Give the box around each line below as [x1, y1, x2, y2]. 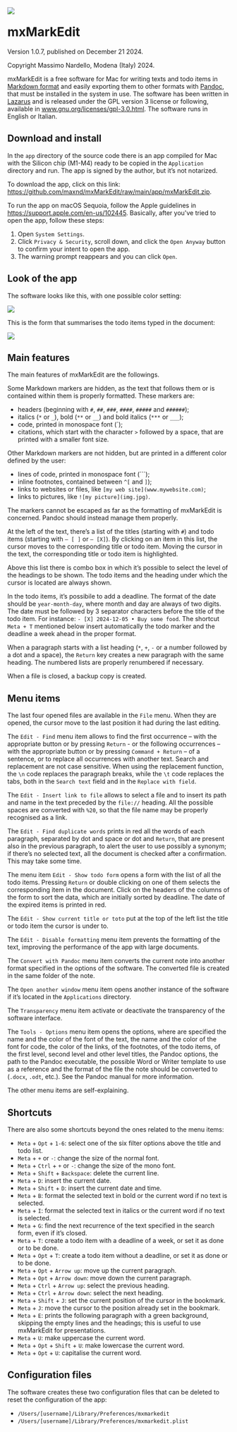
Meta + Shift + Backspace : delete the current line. [17, 1169, 159, 1177]
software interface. [7, 1014, 63, 1022]
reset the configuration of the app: [7, 1395, 107, 1404]
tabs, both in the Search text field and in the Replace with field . [7, 777, 197, 785]
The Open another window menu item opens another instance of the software [7, 985, 229, 993]
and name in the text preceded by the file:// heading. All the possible [7, 798, 214, 807]
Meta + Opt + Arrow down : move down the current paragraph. [17, 1274, 192, 1282]
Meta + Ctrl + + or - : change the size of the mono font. [17, 1161, 176, 1170]
